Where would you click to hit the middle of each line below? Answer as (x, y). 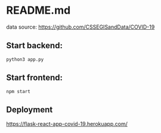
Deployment (30, 109)
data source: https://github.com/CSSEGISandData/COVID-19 (80, 27)
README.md (38, 10)
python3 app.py (25, 59)
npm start (18, 91)
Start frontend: (35, 78)
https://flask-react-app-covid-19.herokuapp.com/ (67, 124)
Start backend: (34, 46)
